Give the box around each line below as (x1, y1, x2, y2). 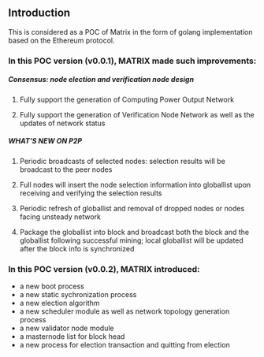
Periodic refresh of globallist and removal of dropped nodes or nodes (19, 203, 245, 213)
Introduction (8, 6, 71, 20)
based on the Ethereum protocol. (8, 35, 115, 45)
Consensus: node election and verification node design (8, 75, 195, 84)
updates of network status (19, 118, 106, 128)
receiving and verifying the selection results (19, 188, 162, 198)
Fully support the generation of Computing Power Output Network (19, 95, 235, 104)
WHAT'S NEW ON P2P (8, 136, 83, 146)
